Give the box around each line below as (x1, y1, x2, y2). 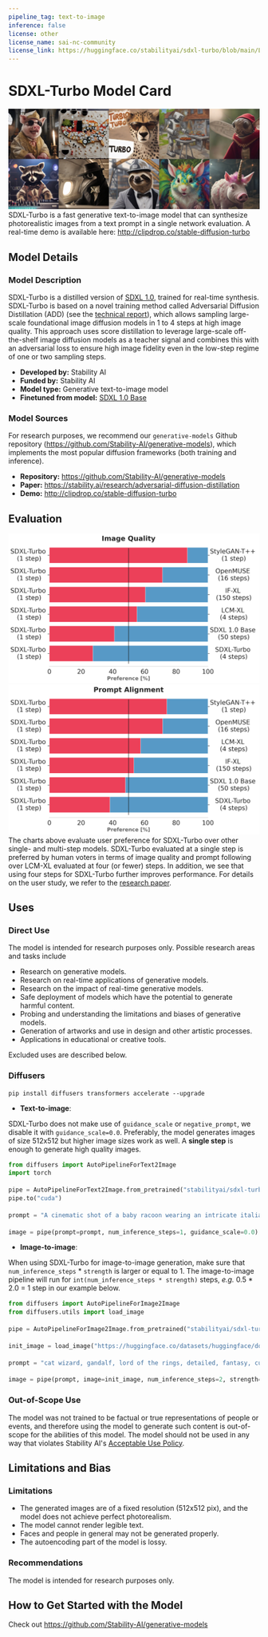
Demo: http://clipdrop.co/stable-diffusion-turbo (19, 489, 177, 498)
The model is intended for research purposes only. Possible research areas (8, 943, 255, 953)
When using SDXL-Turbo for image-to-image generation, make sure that (8, 1258, 246, 1267)
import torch (8, 1169, 52, 1177)
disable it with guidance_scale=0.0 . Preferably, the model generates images (8, 1127, 255, 1137)
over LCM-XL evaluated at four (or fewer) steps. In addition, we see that (8, 861, 245, 870)
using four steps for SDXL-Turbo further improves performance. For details (8, 869, 254, 878)
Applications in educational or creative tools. (19, 1035, 167, 1044)
